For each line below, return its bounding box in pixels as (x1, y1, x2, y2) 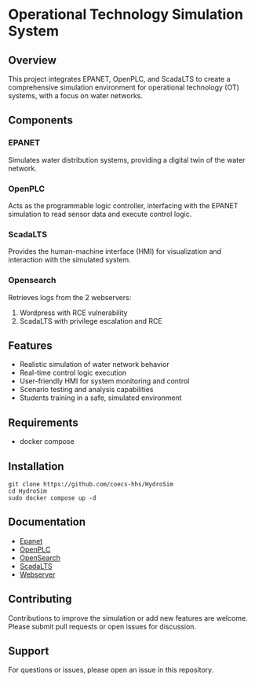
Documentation (8, 515, 86, 529)
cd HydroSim (8, 487, 47, 496)
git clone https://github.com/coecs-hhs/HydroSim (8, 481, 174, 489)
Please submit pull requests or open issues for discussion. (8, 621, 197, 631)
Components (8, 114, 73, 127)
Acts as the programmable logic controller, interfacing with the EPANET (8, 200, 239, 210)
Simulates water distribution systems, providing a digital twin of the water (8, 155, 246, 164)
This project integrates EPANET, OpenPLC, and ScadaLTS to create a (8, 75, 231, 83)
